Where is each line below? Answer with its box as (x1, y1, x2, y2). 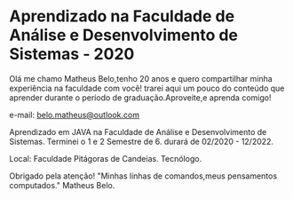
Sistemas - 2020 (9, 44, 135, 64)
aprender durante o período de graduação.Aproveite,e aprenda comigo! (9, 92, 272, 103)
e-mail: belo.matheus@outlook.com (9, 109, 140, 120)
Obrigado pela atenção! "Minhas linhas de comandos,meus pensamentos (9, 171, 278, 181)
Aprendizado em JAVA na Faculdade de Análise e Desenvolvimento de (9, 126, 267, 137)
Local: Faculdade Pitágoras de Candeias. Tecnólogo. (9, 153, 202, 163)
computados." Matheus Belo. (9, 179, 115, 190)
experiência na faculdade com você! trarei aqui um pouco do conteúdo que (9, 83, 285, 93)
